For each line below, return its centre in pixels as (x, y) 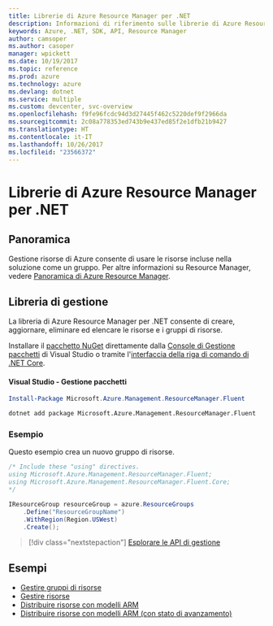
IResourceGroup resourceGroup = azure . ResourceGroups (102, 504)
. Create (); (41, 527)
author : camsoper (38, 39)
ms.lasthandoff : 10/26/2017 (56, 144)
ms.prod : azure (34, 76)
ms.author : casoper (41, 46)
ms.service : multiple (45, 99)
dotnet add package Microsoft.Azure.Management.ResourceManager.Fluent (132, 414)
